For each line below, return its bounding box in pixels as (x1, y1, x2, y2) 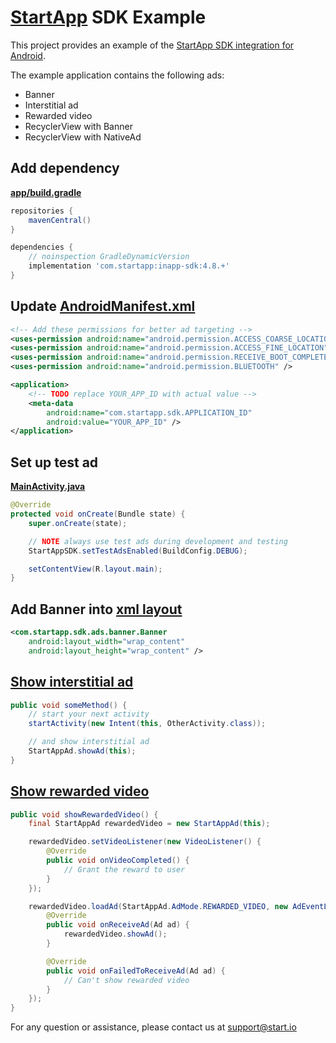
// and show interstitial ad (28, 737, 150, 747)
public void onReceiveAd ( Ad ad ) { (46, 920, 190, 930)
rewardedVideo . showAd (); (63, 929, 168, 940)
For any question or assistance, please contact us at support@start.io (10, 1021, 297, 1033)
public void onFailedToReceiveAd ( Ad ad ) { (46, 966, 226, 976)
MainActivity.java (10, 481, 86, 493)
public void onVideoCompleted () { (46, 856, 190, 866)
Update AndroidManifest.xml (10, 298, 196, 315)
